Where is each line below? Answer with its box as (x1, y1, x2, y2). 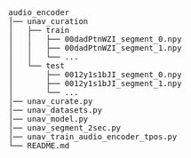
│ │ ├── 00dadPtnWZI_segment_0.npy (8, 35, 182, 43)
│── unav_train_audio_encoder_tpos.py (8, 132, 178, 141)
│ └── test (8, 61, 66, 70)
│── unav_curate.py (8, 97, 93, 106)
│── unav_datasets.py (8, 106, 103, 115)
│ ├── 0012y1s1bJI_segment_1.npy (8, 79, 182, 88)
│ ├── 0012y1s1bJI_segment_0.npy (8, 70, 182, 79)
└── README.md (8, 141, 70, 150)
